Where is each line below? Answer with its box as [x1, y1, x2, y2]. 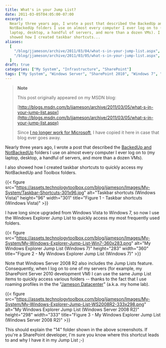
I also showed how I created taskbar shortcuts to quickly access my [5, 164, 143, 170]
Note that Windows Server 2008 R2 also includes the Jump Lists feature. [5, 260, 154, 266]
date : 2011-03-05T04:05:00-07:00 [5, 12, 74, 17]
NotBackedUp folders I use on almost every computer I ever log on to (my [5, 149, 155, 155]
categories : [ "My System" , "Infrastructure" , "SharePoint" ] [5, 67, 132, 72]
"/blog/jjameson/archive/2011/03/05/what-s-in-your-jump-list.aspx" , [14, 53, 161, 58]
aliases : [5, 39, 23, 44]
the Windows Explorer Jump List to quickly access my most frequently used [5, 215, 160, 221]
